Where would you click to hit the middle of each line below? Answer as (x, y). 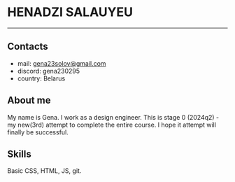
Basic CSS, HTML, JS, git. (44, 171)
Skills (19, 154)
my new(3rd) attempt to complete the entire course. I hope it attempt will (112, 125)
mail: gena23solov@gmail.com (62, 63)
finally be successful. (38, 132)
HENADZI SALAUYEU (70, 12)
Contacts (28, 47)
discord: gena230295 (49, 71)
